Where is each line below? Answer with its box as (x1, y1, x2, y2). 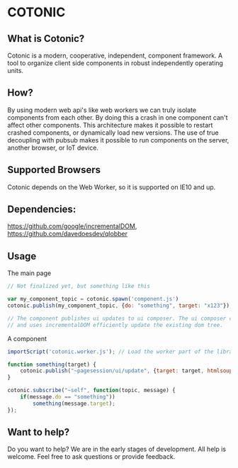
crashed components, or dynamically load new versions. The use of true (7, 128, 219, 137)
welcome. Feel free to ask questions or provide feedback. (7, 452, 176, 461)
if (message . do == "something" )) (20, 394, 115, 401)
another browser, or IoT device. (7, 143, 99, 152)
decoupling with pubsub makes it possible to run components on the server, (7, 135, 229, 144)
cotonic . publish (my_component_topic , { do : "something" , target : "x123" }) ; (7, 302, 233, 309)
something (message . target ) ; (33, 400, 115, 407)
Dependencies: (7, 204, 76, 216)
